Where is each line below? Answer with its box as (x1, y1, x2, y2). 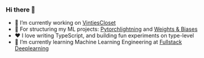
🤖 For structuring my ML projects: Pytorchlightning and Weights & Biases (14, 25, 198, 33)
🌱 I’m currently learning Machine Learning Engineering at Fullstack (14, 39, 183, 46)
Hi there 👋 (5, 5, 36, 14)
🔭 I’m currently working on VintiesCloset (14, 19, 116, 27)
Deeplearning (14, 45, 49, 52)
